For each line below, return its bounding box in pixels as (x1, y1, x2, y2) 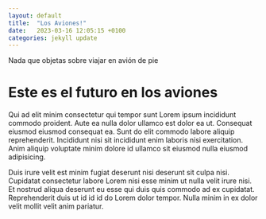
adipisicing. (8, 152, 46, 162)
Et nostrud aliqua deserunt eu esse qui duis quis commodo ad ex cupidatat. (8, 185, 256, 194)
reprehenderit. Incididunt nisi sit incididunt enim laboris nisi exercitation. (8, 135, 244, 145)
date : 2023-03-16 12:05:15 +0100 (8, 26, 126, 34)
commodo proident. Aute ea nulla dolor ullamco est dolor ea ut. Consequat (8, 119, 253, 128)
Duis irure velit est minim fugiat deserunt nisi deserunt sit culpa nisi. (8, 168, 230, 178)
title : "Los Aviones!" (8, 19, 87, 27)
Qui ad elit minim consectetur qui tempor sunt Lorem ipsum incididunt (8, 110, 237, 119)
